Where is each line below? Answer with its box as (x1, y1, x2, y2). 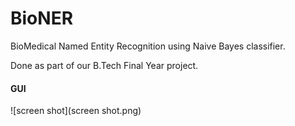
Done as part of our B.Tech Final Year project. (10, 59, 199, 71)
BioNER (10, 7, 74, 30)
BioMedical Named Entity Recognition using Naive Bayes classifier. (10, 40, 286, 52)
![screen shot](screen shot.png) (10, 105, 142, 117)
